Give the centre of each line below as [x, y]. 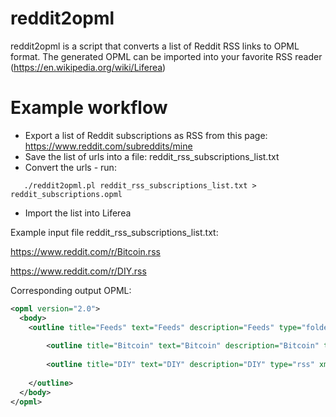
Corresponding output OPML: [71, 290]
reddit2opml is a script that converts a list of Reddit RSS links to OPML [155, 46]
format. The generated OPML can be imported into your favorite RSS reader [166, 56]
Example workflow [89, 108]
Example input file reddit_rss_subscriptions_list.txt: [114, 232]
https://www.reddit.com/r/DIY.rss [78, 271]
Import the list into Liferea [78, 213]
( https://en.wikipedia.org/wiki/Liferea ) [88, 67]
